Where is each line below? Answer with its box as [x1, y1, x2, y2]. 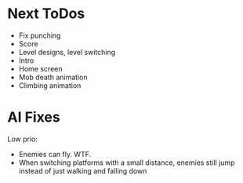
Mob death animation [18, 72, 88, 82]
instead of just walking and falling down [18, 166, 147, 175]
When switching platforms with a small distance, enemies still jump [18, 158, 235, 167]
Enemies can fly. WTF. [18, 149, 92, 159]
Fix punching [18, 31, 61, 40]
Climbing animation [18, 80, 82, 90]
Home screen [18, 64, 63, 73]
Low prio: [7, 134, 38, 144]
